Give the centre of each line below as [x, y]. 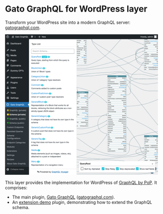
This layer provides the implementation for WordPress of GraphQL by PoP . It [81, 182]
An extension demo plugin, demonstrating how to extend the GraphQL [82, 202]
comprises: [16, 187]
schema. [21, 207]
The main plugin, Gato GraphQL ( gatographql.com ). [64, 197]
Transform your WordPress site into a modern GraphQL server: [68, 22]
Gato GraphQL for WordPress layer [76, 9]
